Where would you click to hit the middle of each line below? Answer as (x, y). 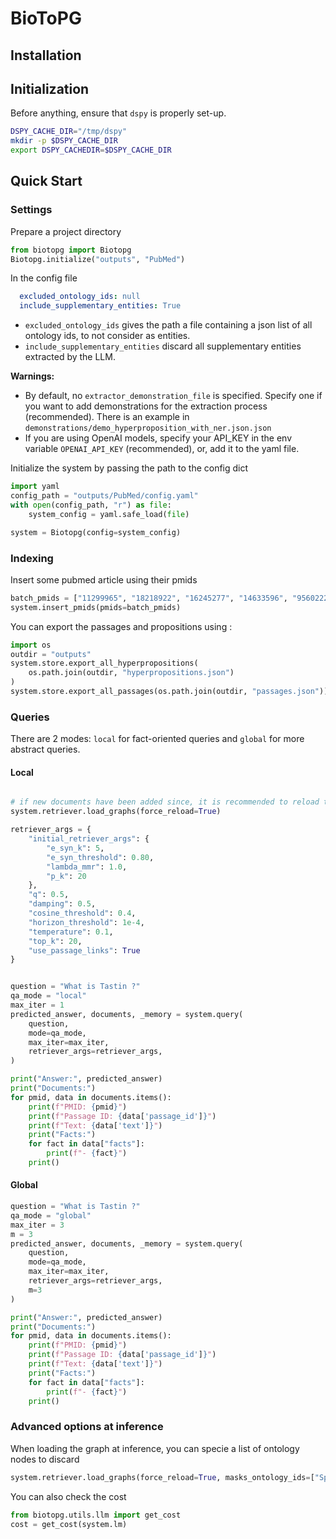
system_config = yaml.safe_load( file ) (109, 514)
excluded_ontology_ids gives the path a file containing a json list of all (168, 325)
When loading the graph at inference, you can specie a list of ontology (155, 1448)
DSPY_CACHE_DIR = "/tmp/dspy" (69, 132)
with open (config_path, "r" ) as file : (91, 505)
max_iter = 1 (37, 1005)
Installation (46, 55)
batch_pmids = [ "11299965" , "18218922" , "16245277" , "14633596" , (149, 598)
